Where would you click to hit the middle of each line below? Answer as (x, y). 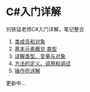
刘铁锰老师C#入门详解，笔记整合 (45, 29)
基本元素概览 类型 (35, 49)
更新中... (16, 83)
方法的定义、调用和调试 (42, 63)
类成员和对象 (30, 41)
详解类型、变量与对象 (40, 56)
